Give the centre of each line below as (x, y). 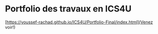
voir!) (10, 27)
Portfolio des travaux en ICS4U (68, 9)
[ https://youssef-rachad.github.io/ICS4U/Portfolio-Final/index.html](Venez (79, 22)
